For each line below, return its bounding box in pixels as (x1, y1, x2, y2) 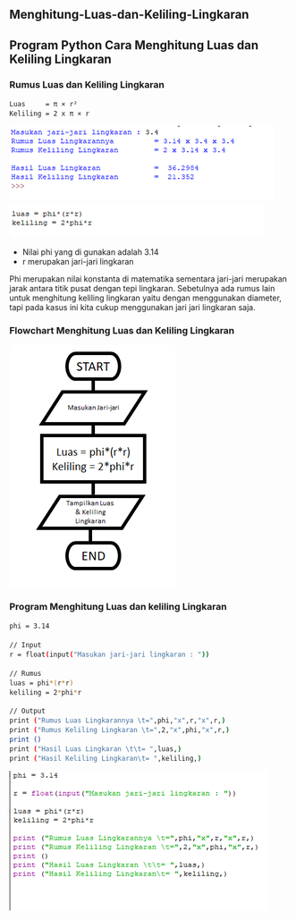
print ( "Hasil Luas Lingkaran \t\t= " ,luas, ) (9, 744, 182, 754)
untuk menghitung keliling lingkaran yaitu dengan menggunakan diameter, (9, 292, 282, 303)
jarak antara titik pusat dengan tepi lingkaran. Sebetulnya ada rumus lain (9, 283, 275, 293)
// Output (9, 706, 47, 716)
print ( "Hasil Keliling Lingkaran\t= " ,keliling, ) (9, 754, 202, 763)
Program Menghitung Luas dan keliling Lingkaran (9, 601, 227, 613)
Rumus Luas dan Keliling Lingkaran (9, 78, 165, 90)
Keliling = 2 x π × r (9, 109, 90, 118)
